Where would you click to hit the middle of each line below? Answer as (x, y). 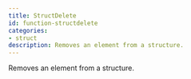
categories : (28, 30)
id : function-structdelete (53, 23)
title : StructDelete (43, 16)
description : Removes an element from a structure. (96, 45)
